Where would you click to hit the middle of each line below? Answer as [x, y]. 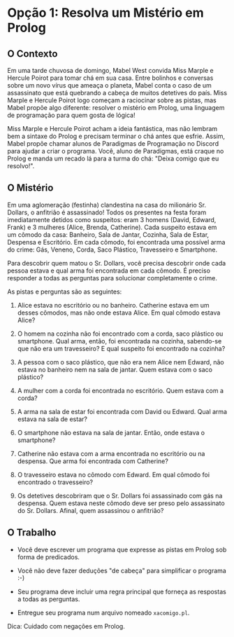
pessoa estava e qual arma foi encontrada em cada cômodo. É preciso [109, 270]
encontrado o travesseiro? [55, 482]
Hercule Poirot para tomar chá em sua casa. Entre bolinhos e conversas [110, 78]
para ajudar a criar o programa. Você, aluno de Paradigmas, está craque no [116, 151]
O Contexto [32, 54]
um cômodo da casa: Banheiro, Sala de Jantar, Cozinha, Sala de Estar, [108, 234]
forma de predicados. [49, 557]
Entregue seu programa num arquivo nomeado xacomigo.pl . [103, 612]
